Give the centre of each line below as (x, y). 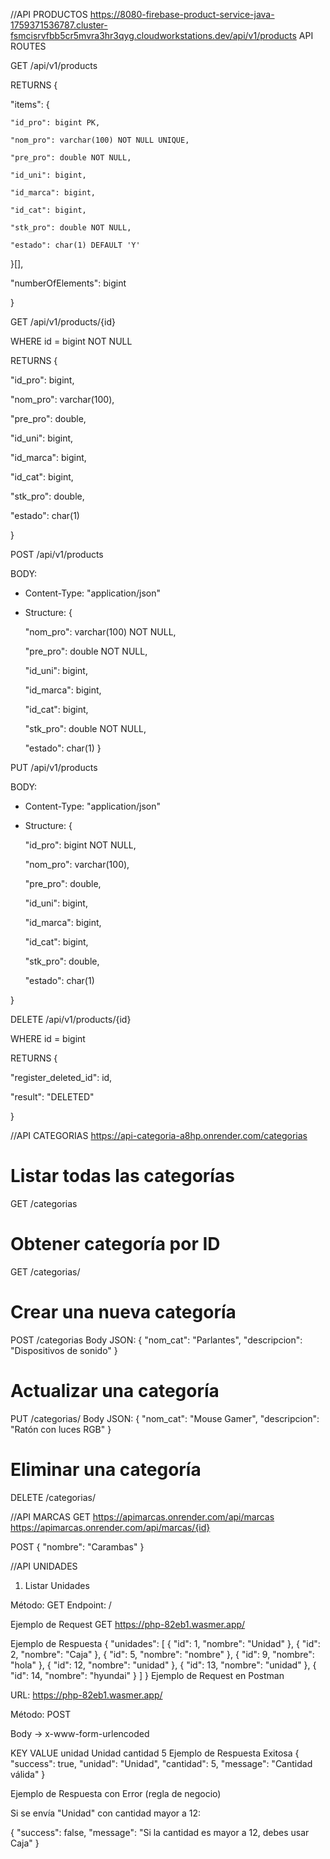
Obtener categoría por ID (115, 1244)
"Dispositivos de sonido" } (64, 1350)
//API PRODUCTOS (49, 14)
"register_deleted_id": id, (61, 1077)
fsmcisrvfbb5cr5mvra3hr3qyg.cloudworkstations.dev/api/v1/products (153, 35)
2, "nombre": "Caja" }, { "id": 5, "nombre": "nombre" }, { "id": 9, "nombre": (162, 1654)
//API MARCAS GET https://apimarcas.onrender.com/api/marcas (142, 1516)
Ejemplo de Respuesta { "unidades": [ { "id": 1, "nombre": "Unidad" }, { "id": (165, 1643)
